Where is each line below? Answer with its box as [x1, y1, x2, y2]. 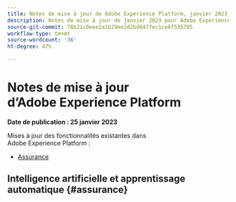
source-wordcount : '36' [7, 37, 77, 44]
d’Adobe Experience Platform [7, 94, 181, 111]
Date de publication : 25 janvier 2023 [7, 118, 118, 126]
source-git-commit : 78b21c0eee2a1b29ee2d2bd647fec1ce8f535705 [7, 23, 193, 30]
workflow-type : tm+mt [7, 30, 71, 37]
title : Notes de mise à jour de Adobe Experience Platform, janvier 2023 [7, 10, 228, 18]
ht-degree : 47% [7, 43, 52, 50]
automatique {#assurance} [7, 184, 129, 196]
